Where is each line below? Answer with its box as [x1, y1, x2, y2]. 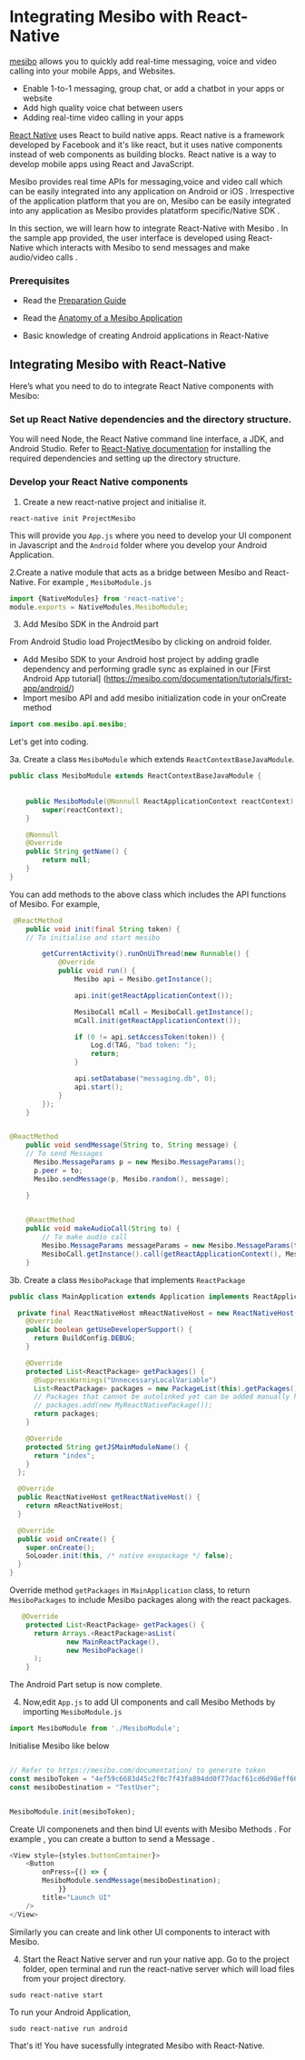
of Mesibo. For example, [9, 898, 101, 910]
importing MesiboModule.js [22, 1707, 123, 1717]
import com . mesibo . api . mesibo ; [9, 720, 128, 729]
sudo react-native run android [9, 2024, 128, 2033]
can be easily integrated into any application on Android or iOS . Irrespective [9, 185, 295, 196]
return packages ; [33, 1409, 100, 1418]
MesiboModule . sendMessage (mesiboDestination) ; [42, 1876, 221, 1886]
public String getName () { [25, 847, 128, 856]
